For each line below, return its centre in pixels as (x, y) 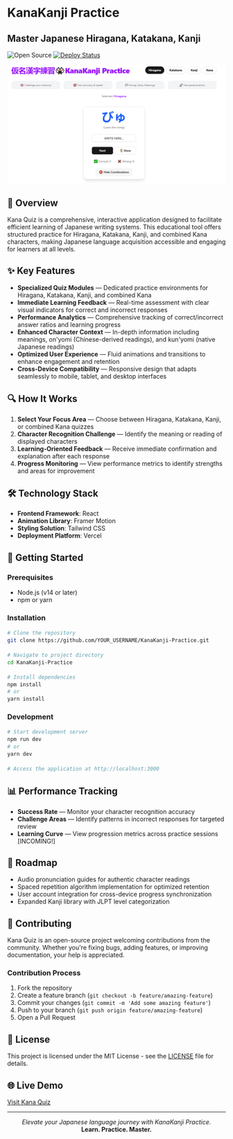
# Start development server (48, 732)
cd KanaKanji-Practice (40, 662)
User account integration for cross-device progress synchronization (114, 895)
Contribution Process (44, 973)
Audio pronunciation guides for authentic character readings (104, 879)
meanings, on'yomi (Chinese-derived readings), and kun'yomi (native (116, 339)
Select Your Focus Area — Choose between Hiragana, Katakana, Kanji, (119, 419)
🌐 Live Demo (35, 1085)
